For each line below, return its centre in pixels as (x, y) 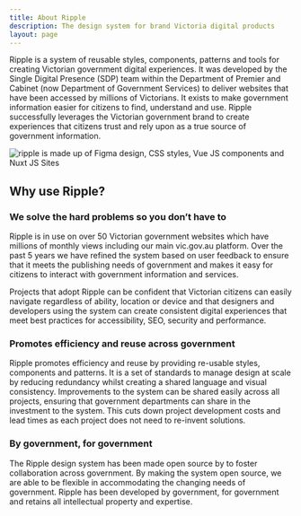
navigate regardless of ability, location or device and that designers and (142, 302)
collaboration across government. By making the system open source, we (146, 473)
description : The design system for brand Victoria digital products (142, 26)
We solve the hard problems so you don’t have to (118, 216)
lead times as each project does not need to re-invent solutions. (128, 420)
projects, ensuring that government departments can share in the (130, 401)
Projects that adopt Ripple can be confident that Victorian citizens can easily (150, 292)
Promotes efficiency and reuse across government (122, 344)
